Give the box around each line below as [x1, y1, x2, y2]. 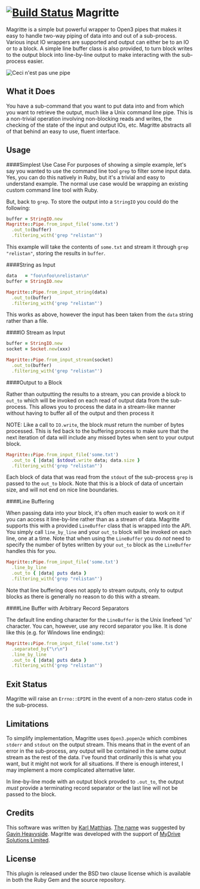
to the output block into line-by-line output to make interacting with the [6, 51, 180, 58]
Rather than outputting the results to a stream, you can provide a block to [6, 390, 186, 398]
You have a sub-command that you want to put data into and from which [6, 102, 184, 109]
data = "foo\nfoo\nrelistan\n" [6, 273, 90, 279]
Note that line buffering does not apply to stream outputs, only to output [6, 586, 183, 594]
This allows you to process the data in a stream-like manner [29, 403, 176, 410]
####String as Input [6, 261, 56, 268]
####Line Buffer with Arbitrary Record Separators [6, 604, 130, 612]
